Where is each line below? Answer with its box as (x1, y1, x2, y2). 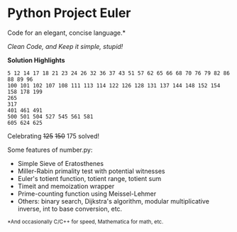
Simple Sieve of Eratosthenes (17, 159, 104, 167)
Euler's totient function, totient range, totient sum (17, 174, 162, 182)
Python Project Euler (7, 5, 131, 21)
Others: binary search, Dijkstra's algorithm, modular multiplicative (17, 197, 209, 205)
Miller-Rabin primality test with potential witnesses (17, 167, 165, 175)
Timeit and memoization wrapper (17, 182, 115, 190)
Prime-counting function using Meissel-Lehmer (17, 189, 157, 198)
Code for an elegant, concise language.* (7, 28, 126, 37)
